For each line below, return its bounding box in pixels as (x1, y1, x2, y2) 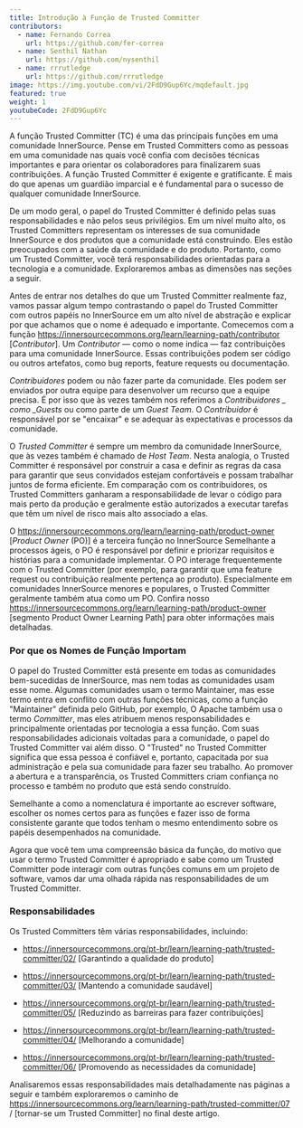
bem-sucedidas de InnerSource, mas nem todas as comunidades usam (9, 675, 275, 686)
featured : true (9, 89, 67, 98)
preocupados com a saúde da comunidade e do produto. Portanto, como (9, 244, 282, 255)
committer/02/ (22, 953, 77, 963)
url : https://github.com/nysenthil (25, 55, 160, 64)
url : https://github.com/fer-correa (25, 38, 165, 48)
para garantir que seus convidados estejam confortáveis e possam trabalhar (9, 469, 294, 480)
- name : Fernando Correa (17, 30, 111, 39)
